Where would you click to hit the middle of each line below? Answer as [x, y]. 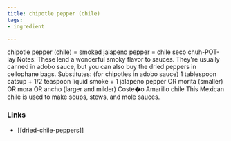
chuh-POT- [204, 52]
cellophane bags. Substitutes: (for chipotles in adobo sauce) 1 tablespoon [112, 74]
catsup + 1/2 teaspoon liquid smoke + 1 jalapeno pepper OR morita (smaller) [115, 82]
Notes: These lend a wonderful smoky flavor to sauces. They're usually [118, 59]
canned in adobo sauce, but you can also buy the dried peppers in [102, 67]
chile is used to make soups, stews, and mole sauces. [84, 97]
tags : [15, 20]
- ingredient [26, 26]
